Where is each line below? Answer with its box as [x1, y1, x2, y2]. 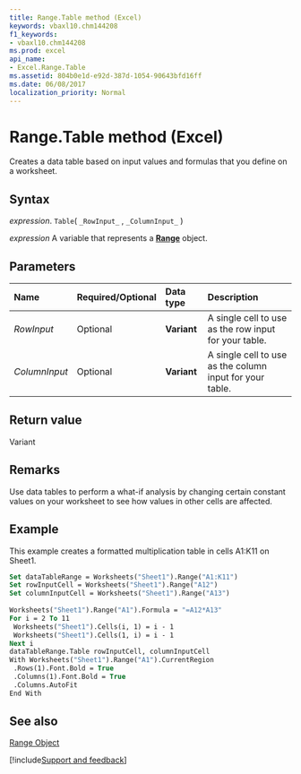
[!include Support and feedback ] [9, 754, 127, 766]
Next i [9, 639, 34, 648]
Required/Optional [76, 291, 157, 304]
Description [207, 291, 259, 304]
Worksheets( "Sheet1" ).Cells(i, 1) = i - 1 [13, 622, 175, 632]
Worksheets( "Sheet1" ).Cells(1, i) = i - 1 [13, 631, 175, 640]
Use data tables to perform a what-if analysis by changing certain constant [9, 486, 287, 497]
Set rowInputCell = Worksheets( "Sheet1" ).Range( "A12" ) [9, 580, 219, 589]
